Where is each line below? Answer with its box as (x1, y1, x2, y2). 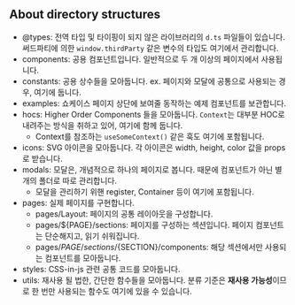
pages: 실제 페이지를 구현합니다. (21, 197, 136, 208)
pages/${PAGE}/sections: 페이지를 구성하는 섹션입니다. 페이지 (35, 219, 254, 230)
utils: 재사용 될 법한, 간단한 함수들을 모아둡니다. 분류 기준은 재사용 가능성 (21, 274, 273, 286)
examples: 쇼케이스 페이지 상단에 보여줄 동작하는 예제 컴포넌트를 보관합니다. (21, 97, 287, 109)
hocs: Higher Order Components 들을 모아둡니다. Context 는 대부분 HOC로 (21, 109, 285, 119)
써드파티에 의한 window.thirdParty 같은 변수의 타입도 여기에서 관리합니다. (21, 42, 279, 53)
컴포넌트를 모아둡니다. (44, 252, 121, 263)
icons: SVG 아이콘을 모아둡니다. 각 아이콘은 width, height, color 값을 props (21, 141, 286, 153)
